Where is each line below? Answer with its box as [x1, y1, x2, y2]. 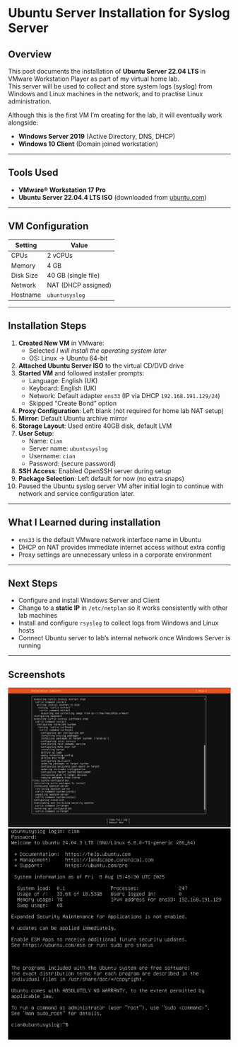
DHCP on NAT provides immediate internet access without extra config [18, 543, 225, 551]
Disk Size [11, 271, 38, 279]
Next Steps [8, 577, 58, 589]
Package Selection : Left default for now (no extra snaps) [18, 474, 185, 482]
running [18, 641, 42, 650]
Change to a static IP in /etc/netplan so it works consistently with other [18, 604, 228, 612]
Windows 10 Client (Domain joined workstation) [18, 140, 158, 148]
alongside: [8, 118, 39, 127]
